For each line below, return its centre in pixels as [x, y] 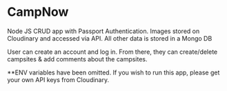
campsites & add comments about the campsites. [77, 59]
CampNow [38, 12]
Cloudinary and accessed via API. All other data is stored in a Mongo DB [110, 38]
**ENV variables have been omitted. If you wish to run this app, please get [113, 72]
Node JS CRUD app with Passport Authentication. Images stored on [103, 31]
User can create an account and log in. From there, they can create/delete [112, 52]
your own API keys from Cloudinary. [58, 79]
